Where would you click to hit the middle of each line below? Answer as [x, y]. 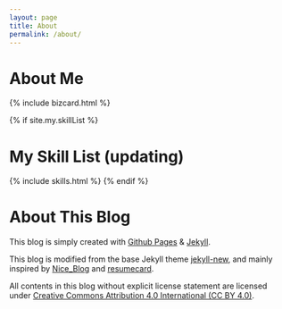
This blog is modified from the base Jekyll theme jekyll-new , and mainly [141, 259]
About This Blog [70, 217]
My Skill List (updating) [97, 156]
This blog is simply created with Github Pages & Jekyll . [110, 242]
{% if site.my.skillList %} [54, 121]
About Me [46, 78]
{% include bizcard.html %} [60, 103]
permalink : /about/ [46, 34]
